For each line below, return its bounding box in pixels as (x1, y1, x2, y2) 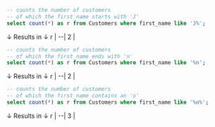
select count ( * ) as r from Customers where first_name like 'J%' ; (6, 20, 206, 27)
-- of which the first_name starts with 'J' (6, 13, 140, 20)
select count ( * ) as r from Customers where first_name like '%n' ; (6, 59, 206, 66)
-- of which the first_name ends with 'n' (6, 53, 133, 60)
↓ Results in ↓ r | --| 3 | (6, 111, 75, 120)
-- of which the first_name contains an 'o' (6, 92, 140, 99)
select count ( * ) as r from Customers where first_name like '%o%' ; (6, 99, 209, 106)
